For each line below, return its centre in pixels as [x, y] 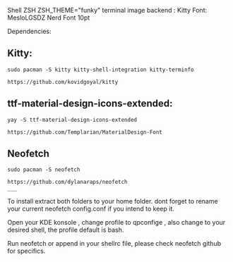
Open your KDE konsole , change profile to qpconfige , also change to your [116, 223]
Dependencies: [29, 31]
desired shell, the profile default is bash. [66, 230]
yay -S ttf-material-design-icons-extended [72, 120]
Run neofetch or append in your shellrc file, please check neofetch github [114, 244]
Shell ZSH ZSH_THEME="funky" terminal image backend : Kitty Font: [107, 10]
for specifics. [26, 251]
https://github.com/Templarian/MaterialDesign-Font [85, 132]
